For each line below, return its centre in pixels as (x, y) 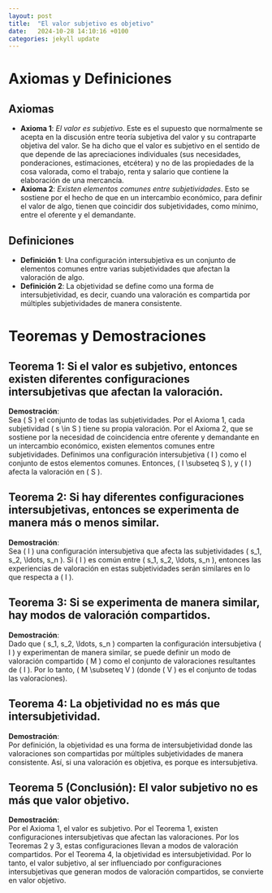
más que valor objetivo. (69, 800)
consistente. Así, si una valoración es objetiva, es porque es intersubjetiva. (133, 762)
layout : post (30, 16)
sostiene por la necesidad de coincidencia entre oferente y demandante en (134, 437)
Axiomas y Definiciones (90, 79)
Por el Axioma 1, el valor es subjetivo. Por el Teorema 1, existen (113, 829)
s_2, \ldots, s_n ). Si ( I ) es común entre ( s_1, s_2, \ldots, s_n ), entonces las (135, 559)
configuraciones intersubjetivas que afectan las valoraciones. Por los (124, 837)
